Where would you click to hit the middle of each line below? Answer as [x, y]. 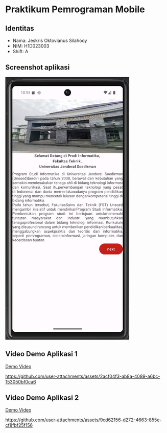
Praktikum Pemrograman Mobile [75, 9]
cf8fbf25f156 [19, 425]
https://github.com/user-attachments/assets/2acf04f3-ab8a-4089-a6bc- [83, 376]
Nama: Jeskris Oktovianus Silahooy [50, 40]
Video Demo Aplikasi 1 [41, 354]
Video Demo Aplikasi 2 [42, 398]
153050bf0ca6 [21, 381]
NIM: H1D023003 [31, 46]
